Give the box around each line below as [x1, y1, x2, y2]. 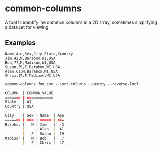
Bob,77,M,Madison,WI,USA [5, 60, 56, 65]
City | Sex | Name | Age [5, 113, 64, 118]
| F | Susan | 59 [22, 131, 64, 136]
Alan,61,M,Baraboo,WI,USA [5, 69, 58, 74]
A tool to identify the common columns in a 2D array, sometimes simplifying [5, 19, 157, 25]
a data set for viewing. [5, 24, 50, 30]
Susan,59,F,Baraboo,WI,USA [5, 64, 60, 69]
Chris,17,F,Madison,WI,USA [5, 73, 60, 78]
